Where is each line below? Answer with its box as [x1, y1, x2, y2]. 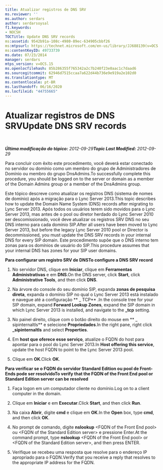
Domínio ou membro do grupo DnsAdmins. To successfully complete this [5, 171, 151, 177]
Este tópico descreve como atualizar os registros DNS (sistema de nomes [5, 191, 153, 197]
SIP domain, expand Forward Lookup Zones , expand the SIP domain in [12, 302, 155, 308]
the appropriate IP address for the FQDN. [12, 460, 95, 466]
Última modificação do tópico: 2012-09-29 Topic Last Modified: [5, 146, 136, 152]
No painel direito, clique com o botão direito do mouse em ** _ [12, 317, 138, 323]
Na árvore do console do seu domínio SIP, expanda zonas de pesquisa [12, 286, 155, 292]
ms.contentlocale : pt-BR [5, 80, 56, 84]
